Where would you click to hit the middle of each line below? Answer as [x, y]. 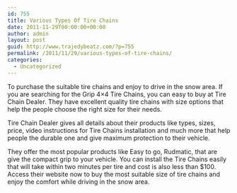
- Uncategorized [37, 66]
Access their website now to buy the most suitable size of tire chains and [114, 174]
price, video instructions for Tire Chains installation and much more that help [119, 130]
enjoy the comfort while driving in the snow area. [79, 182]
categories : [25, 60]
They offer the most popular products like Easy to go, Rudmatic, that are [112, 151]
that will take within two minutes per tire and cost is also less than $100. [112, 166]
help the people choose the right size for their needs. [85, 109]
